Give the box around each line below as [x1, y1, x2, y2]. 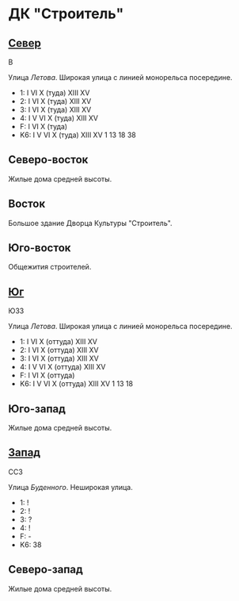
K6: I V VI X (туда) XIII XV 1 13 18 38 [19, 130, 136, 140]
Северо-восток [8, 153, 89, 167]
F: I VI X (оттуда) [19, 370, 75, 381]
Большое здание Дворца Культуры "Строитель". [8, 218, 173, 228]
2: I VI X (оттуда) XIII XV [19, 346, 99, 355]
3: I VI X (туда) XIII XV [19, 105, 92, 114]
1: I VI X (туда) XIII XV [19, 88, 90, 98]
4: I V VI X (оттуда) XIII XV [19, 362, 106, 372]
